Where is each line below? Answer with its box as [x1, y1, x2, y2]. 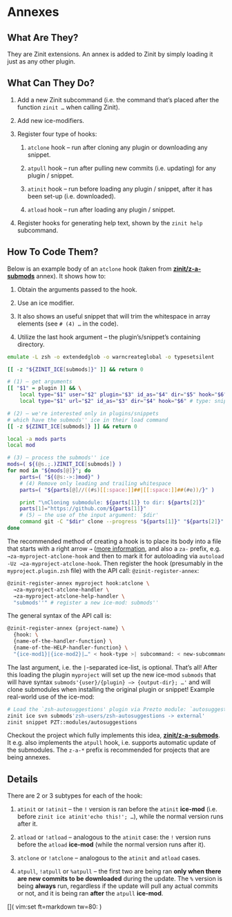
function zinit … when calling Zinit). [17, 103, 120, 111]
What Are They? [7, 32, 79, 44]
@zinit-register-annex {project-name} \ [7, 625, 126, 632]
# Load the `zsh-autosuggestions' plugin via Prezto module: [7, 706, 187, 712]
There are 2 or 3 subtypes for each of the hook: [7, 792, 143, 800]
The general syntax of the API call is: [7, 612, 112, 620]
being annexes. [7, 753, 51, 762]
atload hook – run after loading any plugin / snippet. [27, 205, 175, 214]
